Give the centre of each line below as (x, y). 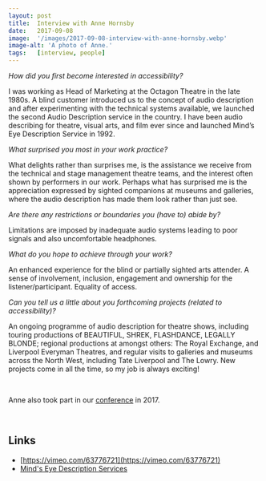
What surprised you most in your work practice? (88, 150)
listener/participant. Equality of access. (73, 287)
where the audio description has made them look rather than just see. (123, 199)
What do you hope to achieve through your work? (90, 254)
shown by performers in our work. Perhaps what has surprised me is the (128, 182)
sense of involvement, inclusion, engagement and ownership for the (121, 278)
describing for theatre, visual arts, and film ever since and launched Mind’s (131, 125)
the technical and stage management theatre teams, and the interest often (131, 174)
